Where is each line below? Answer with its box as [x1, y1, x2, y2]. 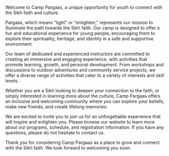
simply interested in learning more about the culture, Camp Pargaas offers [5, 93, 161, 99]
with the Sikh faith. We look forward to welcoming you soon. [5, 145, 131, 151]
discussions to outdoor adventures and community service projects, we [5, 67, 156, 73]
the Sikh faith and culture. [5, 10, 60, 16]
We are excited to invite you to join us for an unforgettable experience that [5, 113, 161, 120]
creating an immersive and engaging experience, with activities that [5, 56, 148, 62]
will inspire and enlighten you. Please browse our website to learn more [5, 119, 155, 125]
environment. [5, 41, 33, 47]
